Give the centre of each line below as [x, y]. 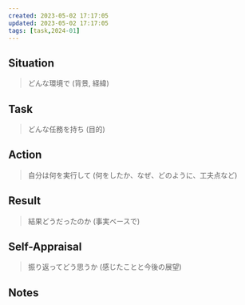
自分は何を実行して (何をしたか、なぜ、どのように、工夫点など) [132, 175]
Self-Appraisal [45, 247]
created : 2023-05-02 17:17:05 [59, 16]
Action [25, 155]
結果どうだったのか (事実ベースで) [84, 221]
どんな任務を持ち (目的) [66, 129]
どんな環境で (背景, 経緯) [68, 83]
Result [25, 201]
